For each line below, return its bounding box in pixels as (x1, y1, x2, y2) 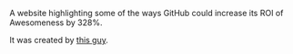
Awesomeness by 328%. (9, 17, 103, 28)
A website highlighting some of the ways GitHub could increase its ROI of (9, 8, 284, 18)
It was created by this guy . (9, 35, 109, 45)
